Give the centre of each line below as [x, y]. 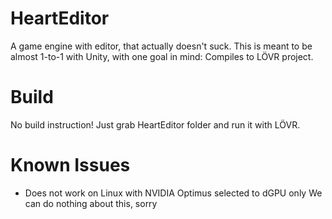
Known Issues [70, 165]
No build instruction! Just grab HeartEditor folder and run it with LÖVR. [155, 124]
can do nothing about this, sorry [91, 203]
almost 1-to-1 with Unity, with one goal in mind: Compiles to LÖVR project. [162, 56]
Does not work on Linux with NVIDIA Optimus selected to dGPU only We [173, 193]
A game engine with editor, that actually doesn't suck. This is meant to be [161, 46]
